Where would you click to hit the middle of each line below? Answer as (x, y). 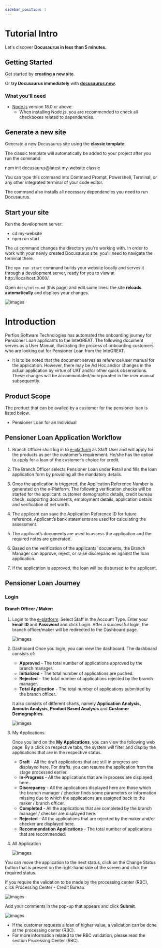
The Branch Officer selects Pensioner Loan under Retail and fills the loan (84, 469)
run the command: (23, 158)
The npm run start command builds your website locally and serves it (74, 268)
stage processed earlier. (43, 772)
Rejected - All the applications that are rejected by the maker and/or (87, 819)
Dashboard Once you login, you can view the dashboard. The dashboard (84, 649)
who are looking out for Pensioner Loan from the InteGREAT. (65, 351)
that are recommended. (43, 834)
